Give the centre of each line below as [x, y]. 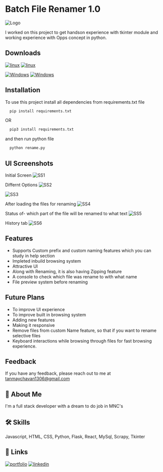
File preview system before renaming [50, 282]
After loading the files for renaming [41, 204]
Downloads [23, 53]
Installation [23, 90]
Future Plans [25, 297]
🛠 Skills [18, 422]
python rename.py [27, 148]
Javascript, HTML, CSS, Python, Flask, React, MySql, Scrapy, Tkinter [75, 437]
